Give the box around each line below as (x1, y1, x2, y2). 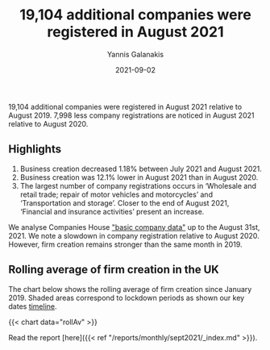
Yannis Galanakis (107, 49, 164, 59)
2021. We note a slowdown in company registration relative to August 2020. (8, 231, 260, 240)
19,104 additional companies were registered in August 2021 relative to (8, 102, 243, 111)
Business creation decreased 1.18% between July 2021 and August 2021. (19, 164, 262, 173)
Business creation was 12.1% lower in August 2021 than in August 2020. (19, 172, 259, 182)
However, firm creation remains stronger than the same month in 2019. (8, 240, 243, 249)
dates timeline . (8, 301, 58, 311)
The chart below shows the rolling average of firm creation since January (8, 284, 252, 294)
